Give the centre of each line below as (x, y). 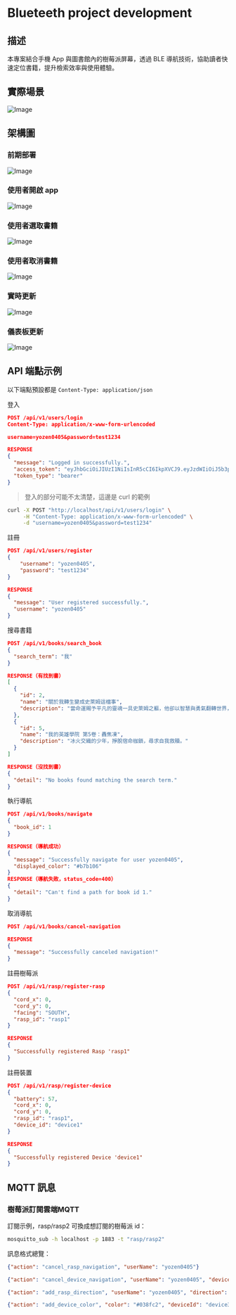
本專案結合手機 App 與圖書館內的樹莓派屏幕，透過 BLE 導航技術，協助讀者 (115, 59)
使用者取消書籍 (33, 261)
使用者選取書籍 (33, 225)
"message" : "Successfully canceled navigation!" (86, 952)
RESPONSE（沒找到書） (36, 767)
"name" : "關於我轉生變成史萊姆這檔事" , (71, 702)
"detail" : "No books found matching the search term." (96, 780)
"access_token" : (37, 469)
